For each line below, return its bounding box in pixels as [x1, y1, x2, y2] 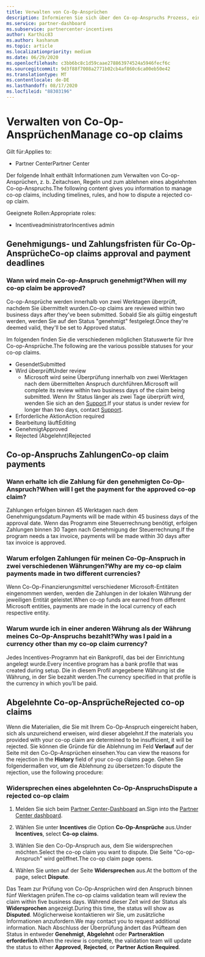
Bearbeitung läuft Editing [15, 419, 76, 426]
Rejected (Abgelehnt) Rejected [15, 432, 92, 439]
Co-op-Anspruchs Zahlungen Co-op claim [6, 449, 169, 460]
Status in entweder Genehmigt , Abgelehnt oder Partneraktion [6, 930, 165, 937]
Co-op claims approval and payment [49, 249, 191, 259]
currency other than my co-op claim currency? [6, 639, 148, 648]
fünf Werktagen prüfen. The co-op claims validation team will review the [6, 891, 187, 898]
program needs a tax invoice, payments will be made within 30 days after [6, 533, 190, 540]
